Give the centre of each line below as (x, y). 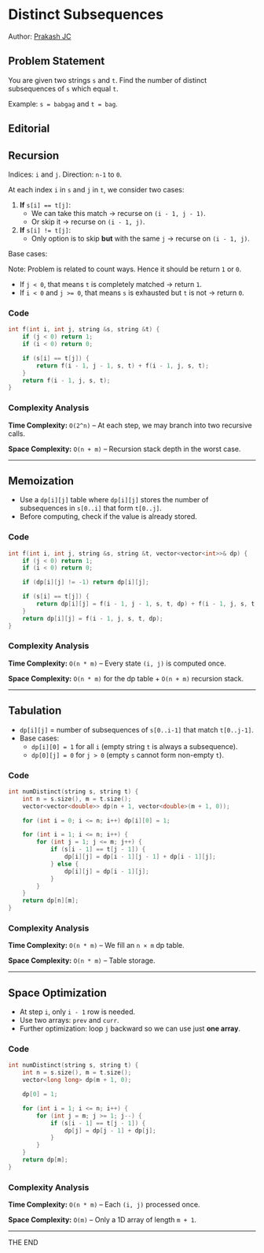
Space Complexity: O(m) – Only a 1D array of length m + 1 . (102, 1220)
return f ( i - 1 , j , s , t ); (66, 380)
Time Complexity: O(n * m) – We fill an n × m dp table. (96, 945)
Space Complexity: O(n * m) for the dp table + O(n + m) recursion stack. (126, 678)
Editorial (29, 129)
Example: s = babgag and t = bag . (63, 103)
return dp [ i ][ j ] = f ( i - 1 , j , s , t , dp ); (93, 618)
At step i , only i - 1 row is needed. (77, 1012)
